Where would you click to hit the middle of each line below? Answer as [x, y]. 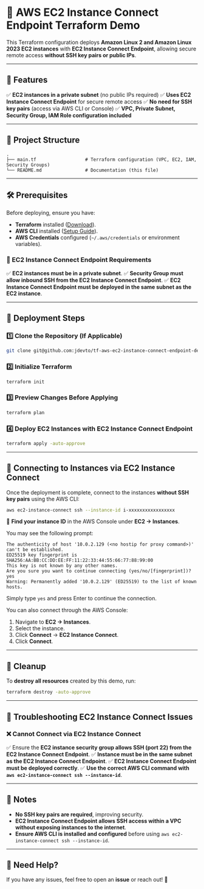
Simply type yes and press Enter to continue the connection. [81, 599]
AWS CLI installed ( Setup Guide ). [56, 231]
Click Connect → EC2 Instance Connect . [67, 635]
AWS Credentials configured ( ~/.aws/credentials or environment [97, 237]
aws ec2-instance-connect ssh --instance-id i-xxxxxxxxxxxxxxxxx [90, 510]
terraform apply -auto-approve [46, 443]
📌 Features [27, 80]
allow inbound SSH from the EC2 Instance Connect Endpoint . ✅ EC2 [93, 280]
